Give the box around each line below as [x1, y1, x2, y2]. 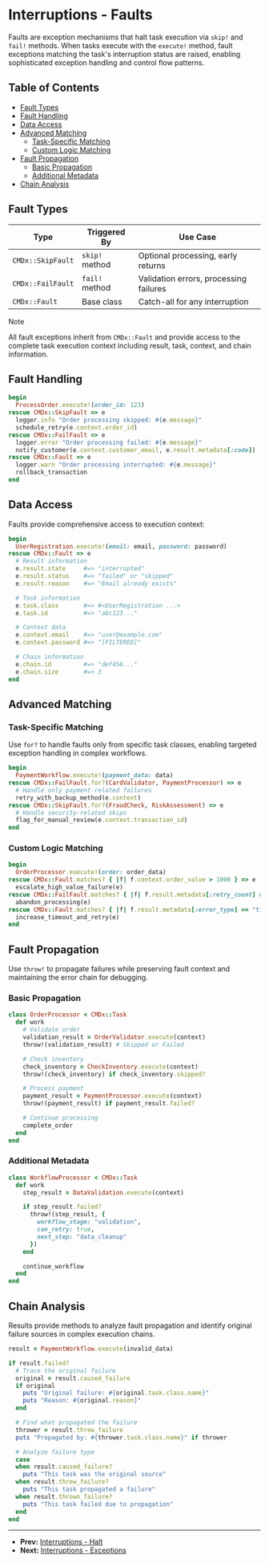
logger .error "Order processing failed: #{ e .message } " [15, 438, 203, 446]
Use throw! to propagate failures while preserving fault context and [8, 964, 231, 974]
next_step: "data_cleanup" [37, 1232, 127, 1241]
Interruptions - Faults [8, 6, 153, 24]
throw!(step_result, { [29, 1211, 106, 1219]
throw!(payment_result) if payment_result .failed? [22, 1100, 195, 1108]
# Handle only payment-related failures [15, 786, 152, 794]
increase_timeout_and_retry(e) [15, 913, 120, 921]
